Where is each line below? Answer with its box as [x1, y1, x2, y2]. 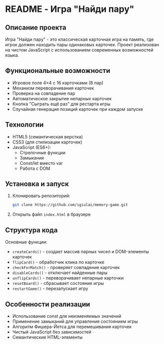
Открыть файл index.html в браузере [12, 211, 91, 217]
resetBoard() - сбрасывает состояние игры [12, 280, 104, 286]
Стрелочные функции [19, 149, 66, 155]
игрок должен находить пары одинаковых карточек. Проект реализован [5, 42, 160, 48]
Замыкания [19, 155, 44, 161]
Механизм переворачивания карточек [12, 85, 94, 91]
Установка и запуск [5, 180, 69, 188]
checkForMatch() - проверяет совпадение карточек [12, 265, 120, 271]
